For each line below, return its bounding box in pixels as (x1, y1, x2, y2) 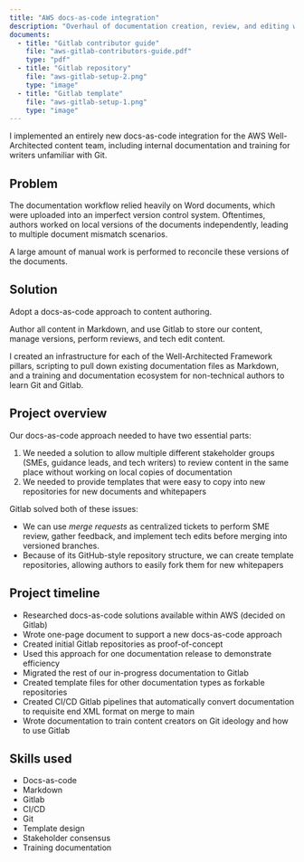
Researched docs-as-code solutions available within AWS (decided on (22, 610, 286, 620)
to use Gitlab (22, 725, 71, 735)
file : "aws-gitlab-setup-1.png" (25, 97, 147, 107)
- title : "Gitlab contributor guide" (17, 38, 160, 48)
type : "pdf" (25, 55, 71, 64)
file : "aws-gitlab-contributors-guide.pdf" (25, 47, 193, 56)
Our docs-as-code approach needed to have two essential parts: (9, 430, 252, 440)
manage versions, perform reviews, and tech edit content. (9, 333, 226, 344)
